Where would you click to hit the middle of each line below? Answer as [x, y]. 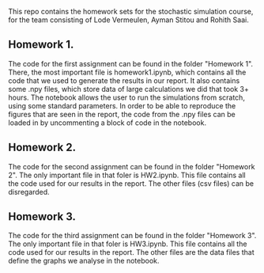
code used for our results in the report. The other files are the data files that [131, 252]
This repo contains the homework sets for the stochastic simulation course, [131, 11]
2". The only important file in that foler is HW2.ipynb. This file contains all [127, 175]
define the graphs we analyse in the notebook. [84, 261]
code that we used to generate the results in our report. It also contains [124, 80]
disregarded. [29, 191]
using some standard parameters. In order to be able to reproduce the [122, 105]
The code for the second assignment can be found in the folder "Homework [132, 166]
